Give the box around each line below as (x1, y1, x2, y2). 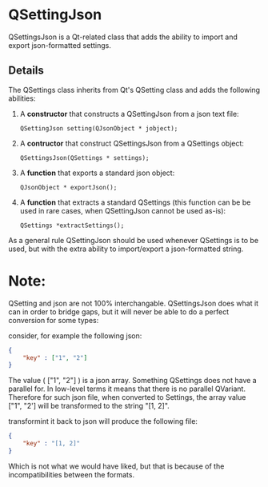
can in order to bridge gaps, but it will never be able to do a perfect (8, 306, 230, 317)
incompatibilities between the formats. (8, 469, 134, 479)
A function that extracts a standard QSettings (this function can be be (19, 198, 251, 207)
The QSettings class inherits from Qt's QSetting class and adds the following (8, 85, 261, 94)
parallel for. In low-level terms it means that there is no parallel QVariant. (8, 384, 246, 393)
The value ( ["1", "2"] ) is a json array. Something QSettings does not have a (8, 376, 258, 385)
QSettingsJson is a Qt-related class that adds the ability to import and (8, 32, 238, 42)
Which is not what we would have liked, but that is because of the (8, 461, 225, 471)
